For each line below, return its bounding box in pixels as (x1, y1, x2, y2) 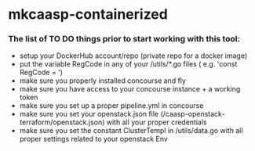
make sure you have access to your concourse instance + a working (19, 84, 241, 94)
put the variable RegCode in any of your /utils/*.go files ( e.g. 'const (19, 59, 238, 69)
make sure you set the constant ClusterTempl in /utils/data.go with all (19, 126, 243, 135)
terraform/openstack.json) (19, 117, 105, 127)
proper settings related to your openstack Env (19, 135, 169, 144)
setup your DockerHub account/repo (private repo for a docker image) (19, 51, 248, 60)
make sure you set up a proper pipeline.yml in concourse (19, 101, 204, 110)
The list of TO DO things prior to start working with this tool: (8, 34, 241, 45)
